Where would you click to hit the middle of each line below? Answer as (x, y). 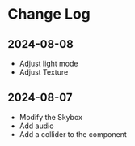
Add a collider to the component (73, 134)
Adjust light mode (49, 63)
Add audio (36, 126)
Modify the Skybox (51, 117)
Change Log (49, 14)
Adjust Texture (44, 72)
